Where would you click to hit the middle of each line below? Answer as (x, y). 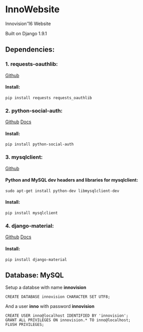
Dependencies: (30, 50)
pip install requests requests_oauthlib (49, 98)
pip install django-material (36, 259)
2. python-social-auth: (34, 110)
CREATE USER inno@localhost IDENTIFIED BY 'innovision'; (67, 316)
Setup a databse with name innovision (46, 287)
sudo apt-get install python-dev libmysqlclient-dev (62, 191)
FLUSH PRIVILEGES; (25, 325)
